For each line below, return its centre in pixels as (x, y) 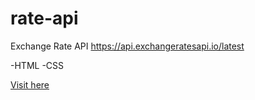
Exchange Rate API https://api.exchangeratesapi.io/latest (127, 46)
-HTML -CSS (37, 65)
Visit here (30, 84)
